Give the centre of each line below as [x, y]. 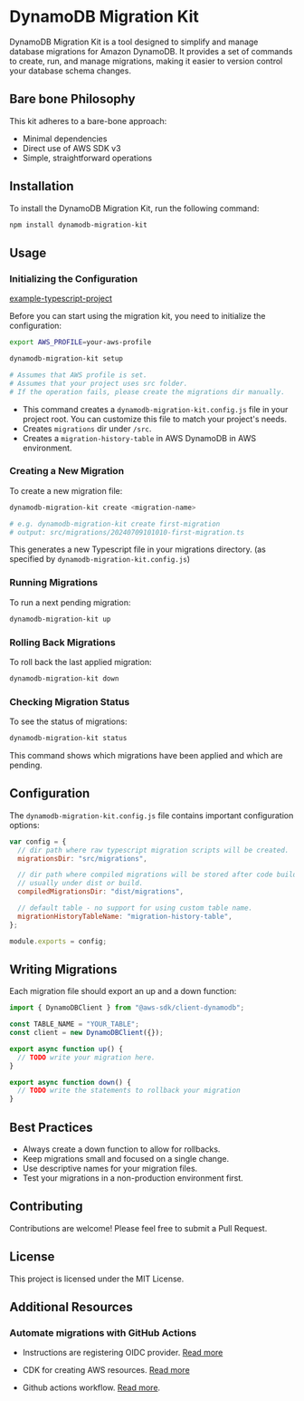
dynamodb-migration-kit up [60, 619]
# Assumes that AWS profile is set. [78, 375]
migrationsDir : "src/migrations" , [82, 858]
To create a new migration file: [66, 490]
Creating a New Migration [67, 471]
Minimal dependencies [65, 139]
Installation [42, 186]
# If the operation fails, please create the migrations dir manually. [147, 391]
